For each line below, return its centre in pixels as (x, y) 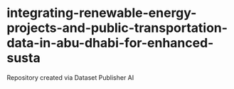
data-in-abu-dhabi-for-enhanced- (110, 43)
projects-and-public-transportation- (117, 28)
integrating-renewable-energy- (102, 13)
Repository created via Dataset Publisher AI (70, 77)
